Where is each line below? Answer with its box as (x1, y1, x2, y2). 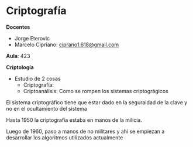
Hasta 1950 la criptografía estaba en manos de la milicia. (6, 116, 142, 124)
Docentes (6, 23, 30, 30)
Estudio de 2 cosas (14, 75, 61, 82)
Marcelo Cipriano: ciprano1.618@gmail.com (14, 41, 119, 48)
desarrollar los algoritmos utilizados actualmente (6, 134, 123, 141)
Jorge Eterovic (14, 35, 50, 42)
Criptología (6, 63, 34, 71)
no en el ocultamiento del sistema (6, 105, 88, 112)
